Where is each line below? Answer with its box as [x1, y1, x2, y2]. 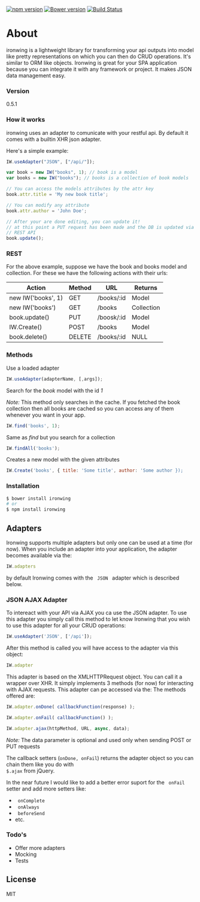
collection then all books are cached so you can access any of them [6, 405, 174, 412]
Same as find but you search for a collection [6, 433, 116, 441]
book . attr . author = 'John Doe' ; [6, 207, 87, 214]
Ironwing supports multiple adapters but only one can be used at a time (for [6, 539, 193, 546]
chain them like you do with [6, 761, 74, 768]
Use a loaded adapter [6, 364, 60, 372]
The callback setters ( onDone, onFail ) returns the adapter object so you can [6, 754, 194, 761]
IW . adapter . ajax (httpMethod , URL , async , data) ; [6, 725, 130, 731]
